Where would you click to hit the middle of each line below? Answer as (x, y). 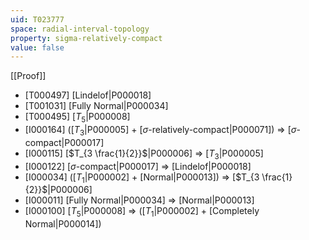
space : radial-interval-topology (80, 29)
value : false (37, 47)
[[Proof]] (28, 76)
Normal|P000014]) (63, 224)
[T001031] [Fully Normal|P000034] (96, 106)
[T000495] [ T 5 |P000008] (77, 118)
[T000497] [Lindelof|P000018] (88, 95)
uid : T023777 (37, 19)
